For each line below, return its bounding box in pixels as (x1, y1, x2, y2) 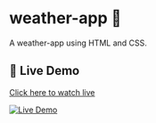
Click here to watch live (9, 86, 95, 97)
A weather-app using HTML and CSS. (9, 37, 147, 48)
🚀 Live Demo (9, 63, 80, 78)
